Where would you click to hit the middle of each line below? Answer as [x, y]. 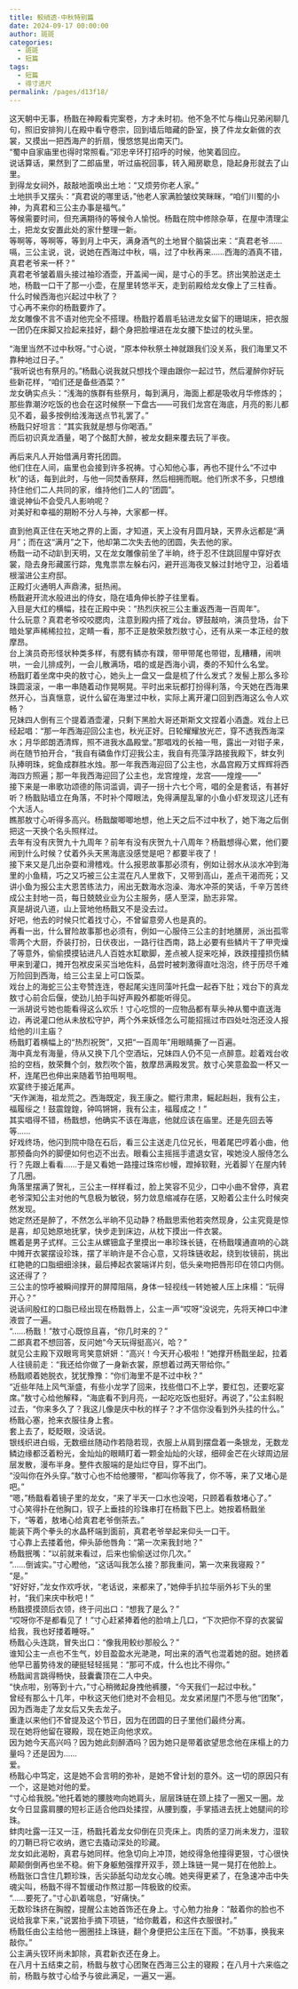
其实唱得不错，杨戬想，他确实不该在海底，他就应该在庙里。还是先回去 [137, 1119]
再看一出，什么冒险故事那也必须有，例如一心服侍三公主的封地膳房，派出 [141, 931]
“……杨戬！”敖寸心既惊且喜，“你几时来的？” [89, 1331]
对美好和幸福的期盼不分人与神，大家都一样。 [91, 511]
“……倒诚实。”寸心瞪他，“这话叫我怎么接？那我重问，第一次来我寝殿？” [137, 1564]
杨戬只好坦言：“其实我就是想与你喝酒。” [81, 426]
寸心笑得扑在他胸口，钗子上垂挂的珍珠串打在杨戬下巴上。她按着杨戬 [133, 1509]
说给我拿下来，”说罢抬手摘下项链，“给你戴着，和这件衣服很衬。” [123, 1920]
